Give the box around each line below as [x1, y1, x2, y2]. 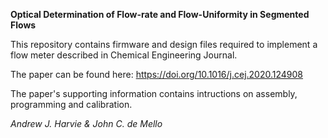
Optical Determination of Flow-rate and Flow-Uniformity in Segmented [10, 9, 310, 20]
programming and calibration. [10, 99, 133, 110]
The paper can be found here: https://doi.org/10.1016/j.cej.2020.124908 [10, 69, 304, 80]
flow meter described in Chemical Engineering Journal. [10, 49, 238, 61]
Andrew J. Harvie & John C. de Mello [10, 118, 163, 129]
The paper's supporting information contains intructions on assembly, [10, 88, 298, 99]
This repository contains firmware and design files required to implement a [10, 39, 318, 50]
